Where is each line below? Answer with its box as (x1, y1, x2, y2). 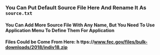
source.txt (5, 10, 32, 16)
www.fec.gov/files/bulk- (94, 39, 148, 45)
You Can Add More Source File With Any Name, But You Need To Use (5, 22, 155, 28)
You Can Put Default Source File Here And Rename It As (5, 4, 147, 11)
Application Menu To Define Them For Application (5, 27, 115, 33)
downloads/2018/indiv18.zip (5, 44, 68, 50)
